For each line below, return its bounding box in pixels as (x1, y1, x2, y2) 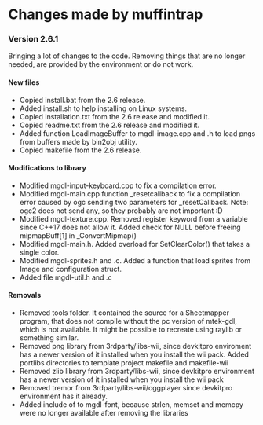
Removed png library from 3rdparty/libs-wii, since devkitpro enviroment (19, 342, 252, 351)
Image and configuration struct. (19, 264, 122, 273)
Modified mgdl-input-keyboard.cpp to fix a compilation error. (19, 181, 217, 190)
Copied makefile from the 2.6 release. (19, 145, 142, 155)
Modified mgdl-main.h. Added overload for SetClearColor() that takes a (19, 239, 250, 248)
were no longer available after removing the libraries (19, 409, 188, 418)
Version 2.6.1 (8, 34, 59, 45)
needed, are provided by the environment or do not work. (8, 60, 194, 69)
